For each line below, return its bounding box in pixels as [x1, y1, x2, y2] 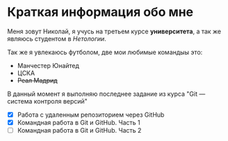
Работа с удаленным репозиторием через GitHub [17, 110, 165, 119]
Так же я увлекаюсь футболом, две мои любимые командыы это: [7, 48, 203, 56]
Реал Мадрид [17, 76, 58, 84]
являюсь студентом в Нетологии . [7, 34, 106, 42]
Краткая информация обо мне [7, 4, 194, 20]
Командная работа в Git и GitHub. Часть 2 [17, 126, 142, 135]
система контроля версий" [7, 97, 88, 105]
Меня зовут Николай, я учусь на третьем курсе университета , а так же [7, 27, 222, 35]
